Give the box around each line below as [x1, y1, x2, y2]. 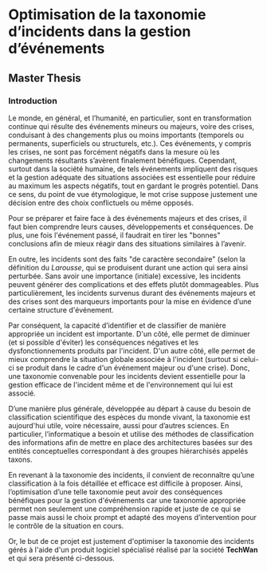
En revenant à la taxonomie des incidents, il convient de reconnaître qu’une [8, 470, 255, 479]
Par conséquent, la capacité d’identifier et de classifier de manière [8, 321, 226, 330]
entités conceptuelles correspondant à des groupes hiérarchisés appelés [8, 446, 249, 455]
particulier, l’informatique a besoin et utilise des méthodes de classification [8, 429, 254, 439]
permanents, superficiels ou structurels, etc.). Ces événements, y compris [8, 138, 252, 148]
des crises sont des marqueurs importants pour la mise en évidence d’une [8, 297, 252, 306]
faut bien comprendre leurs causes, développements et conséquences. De [8, 222, 253, 231]
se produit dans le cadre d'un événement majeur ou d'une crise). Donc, [15, 363, 250, 372]
